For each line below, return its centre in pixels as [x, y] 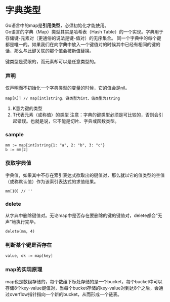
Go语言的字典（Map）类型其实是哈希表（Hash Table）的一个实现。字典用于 [84, 31]
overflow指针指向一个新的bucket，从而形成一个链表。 [66, 294]
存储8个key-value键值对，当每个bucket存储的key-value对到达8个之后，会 [82, 288]
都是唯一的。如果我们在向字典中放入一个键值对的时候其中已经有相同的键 [80, 44]
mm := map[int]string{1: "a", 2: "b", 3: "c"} [55, 145]
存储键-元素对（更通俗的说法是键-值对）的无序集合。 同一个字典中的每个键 [83, 38]
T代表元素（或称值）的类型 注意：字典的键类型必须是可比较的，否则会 [86, 115]
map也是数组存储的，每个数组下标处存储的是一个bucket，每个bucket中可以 [84, 281]
